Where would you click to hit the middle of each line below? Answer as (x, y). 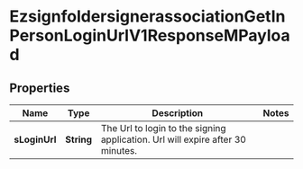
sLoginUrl (35, 139)
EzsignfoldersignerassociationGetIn (147, 17)
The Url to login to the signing (164, 128)
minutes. (119, 151)
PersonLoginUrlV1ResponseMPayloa (150, 36)
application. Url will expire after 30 (173, 139)
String (79, 139)
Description (178, 113)
